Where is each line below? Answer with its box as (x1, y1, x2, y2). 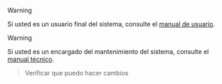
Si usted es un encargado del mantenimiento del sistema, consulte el (7, 48, 209, 56)
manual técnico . (7, 55, 55, 63)
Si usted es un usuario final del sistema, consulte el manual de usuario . (7, 20, 216, 28)
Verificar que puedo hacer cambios (24, 69, 129, 77)
